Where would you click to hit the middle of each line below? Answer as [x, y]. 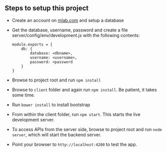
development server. [33, 119]
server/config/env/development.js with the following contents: [76, 35]
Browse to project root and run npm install [56, 80]
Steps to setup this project [46, 8]
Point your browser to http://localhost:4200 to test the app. [74, 144]
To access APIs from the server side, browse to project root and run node [87, 129]
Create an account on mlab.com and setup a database [68, 20]
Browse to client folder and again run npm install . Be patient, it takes [84, 89]
